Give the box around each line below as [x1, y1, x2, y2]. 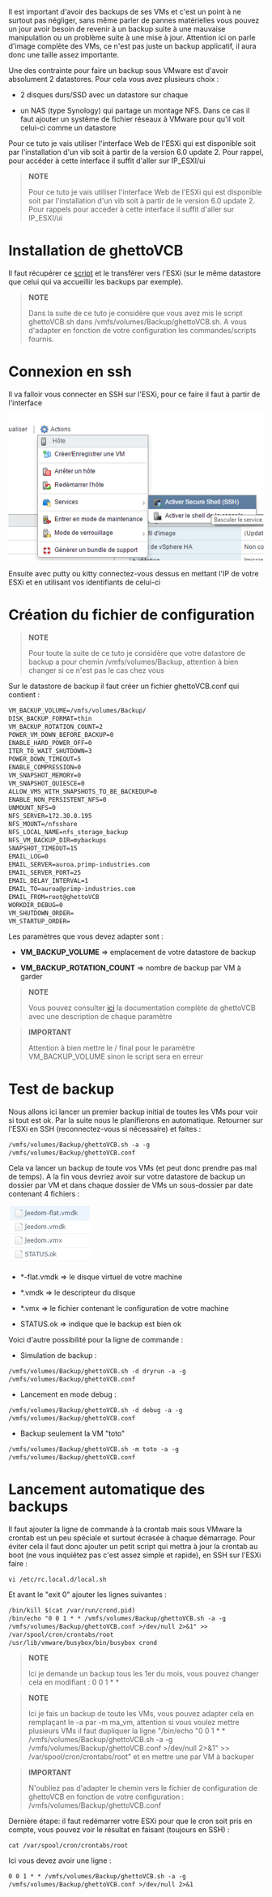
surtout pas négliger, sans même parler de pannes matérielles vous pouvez [8, 15, 260, 25]
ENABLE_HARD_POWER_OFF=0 [8, 739, 92, 747]
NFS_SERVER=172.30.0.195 [8, 812, 92, 820]
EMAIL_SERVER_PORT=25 [8, 869, 82, 877]
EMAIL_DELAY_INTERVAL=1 [8, 877, 89, 885]
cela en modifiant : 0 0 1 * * [28, 1677, 120, 1687]
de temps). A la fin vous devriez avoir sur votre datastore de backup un [8, 1171, 245, 1182]
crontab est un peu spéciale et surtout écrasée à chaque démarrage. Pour [8, 1533, 256, 1543]
